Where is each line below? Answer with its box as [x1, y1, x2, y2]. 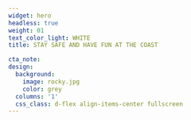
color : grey [22, 85, 62, 93]
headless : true [8, 19, 59, 27]
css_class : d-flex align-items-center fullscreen [15, 100, 183, 108]
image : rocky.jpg [22, 77, 80, 86]
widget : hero [8, 11, 52, 20]
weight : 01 [8, 26, 45, 34]
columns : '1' [15, 92, 59, 100]
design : [8, 63, 34, 72]
